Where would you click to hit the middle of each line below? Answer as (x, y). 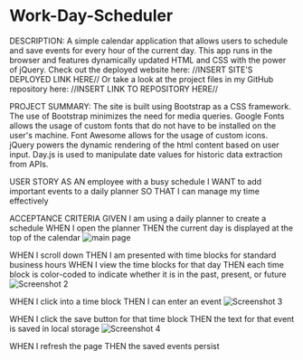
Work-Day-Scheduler (91, 16)
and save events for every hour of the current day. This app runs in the (141, 50)
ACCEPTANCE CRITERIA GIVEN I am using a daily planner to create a (138, 218)
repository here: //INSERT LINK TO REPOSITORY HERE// (114, 89)
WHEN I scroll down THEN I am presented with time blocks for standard (143, 255)
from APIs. (29, 164)
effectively (29, 201)
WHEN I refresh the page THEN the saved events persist (114, 346)
